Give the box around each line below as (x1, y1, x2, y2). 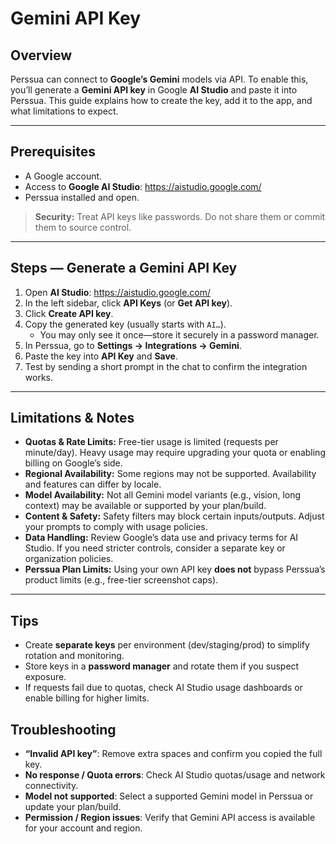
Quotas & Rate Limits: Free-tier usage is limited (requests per (24, 436, 279, 448)
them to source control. (34, 221, 132, 233)
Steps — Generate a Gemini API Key (10, 260, 238, 277)
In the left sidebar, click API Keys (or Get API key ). (24, 297, 233, 309)
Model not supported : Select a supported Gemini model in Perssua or (24, 790, 314, 802)
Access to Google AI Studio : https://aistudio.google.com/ (24, 180, 262, 192)
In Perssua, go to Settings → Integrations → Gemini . (24, 339, 242, 351)
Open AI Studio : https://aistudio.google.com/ (24, 286, 212, 298)
